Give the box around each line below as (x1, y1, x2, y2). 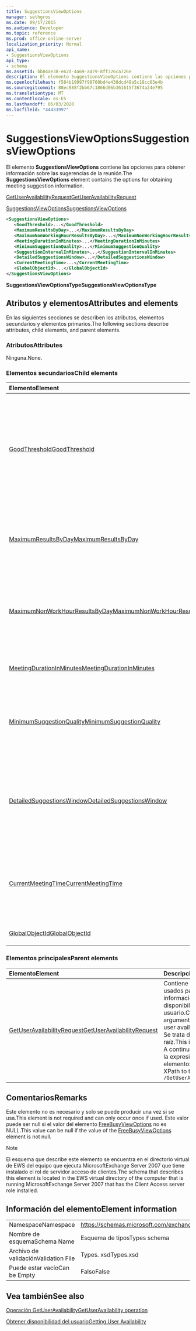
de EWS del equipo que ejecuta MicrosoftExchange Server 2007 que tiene (6, 1162, 185, 1169)
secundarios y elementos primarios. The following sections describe (6, 320, 169, 327)
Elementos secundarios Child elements (6, 368, 118, 377)
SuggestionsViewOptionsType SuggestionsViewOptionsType (6, 281, 157, 288)
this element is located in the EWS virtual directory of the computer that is (6, 1175, 184, 1182)
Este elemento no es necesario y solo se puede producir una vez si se (6, 1108, 174, 1115)
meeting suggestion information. (6, 182, 85, 189)
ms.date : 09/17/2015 (6, 19, 57, 25)
